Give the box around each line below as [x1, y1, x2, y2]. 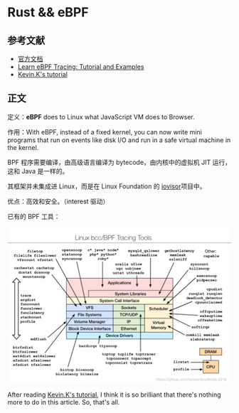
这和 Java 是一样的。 [7, 166, 69, 175]
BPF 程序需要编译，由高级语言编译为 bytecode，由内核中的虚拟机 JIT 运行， [7, 158, 232, 166]
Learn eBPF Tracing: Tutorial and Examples [17, 63, 144, 71]
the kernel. [7, 143, 39, 151]
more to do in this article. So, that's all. [7, 398, 120, 407]
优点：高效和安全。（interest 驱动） [7, 197, 110, 205]
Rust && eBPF [7, 4, 89, 21]
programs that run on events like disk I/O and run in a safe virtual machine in [7, 136, 231, 144]
